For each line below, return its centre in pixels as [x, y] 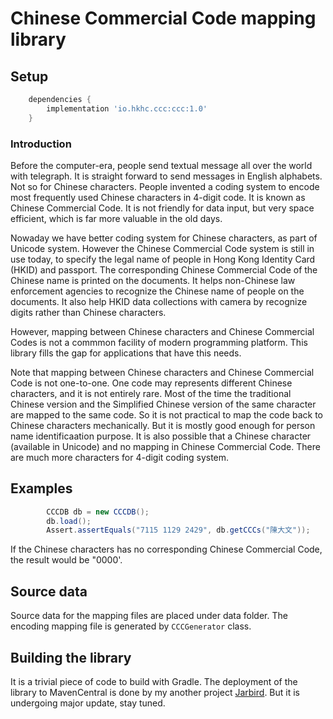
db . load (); [69, 521]
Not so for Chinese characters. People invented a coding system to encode [165, 186]
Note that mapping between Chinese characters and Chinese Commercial [162, 372]
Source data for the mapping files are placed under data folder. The [149, 616]
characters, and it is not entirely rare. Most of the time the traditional [151, 393]
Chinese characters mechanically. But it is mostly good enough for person [163, 425]
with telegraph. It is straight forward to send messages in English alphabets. [166, 176]
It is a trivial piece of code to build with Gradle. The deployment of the [154, 681]
